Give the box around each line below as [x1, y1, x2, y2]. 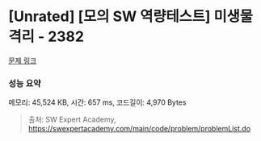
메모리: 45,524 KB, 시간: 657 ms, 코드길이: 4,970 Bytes [8, 97, 187, 107]
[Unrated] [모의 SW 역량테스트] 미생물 [8, 7, 253, 26]
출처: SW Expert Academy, [27, 114, 116, 125]
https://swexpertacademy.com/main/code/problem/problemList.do [27, 124, 251, 134]
